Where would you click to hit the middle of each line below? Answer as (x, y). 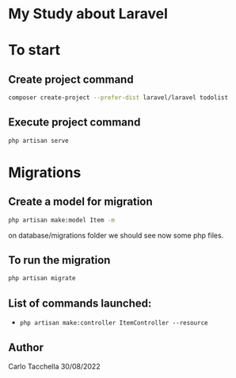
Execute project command (74, 123)
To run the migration (59, 260)
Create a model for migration (80, 202)
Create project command (71, 79)
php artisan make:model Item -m (61, 220)
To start (34, 50)
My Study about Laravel (88, 14)
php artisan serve (38, 141)
